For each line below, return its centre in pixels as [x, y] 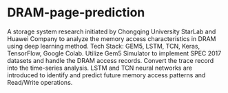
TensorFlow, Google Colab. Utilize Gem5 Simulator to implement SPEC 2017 [114, 53]
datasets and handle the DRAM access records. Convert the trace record [111, 60]
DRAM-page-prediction [76, 13]
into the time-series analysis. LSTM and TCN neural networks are [100, 68]
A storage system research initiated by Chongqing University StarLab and [112, 31]
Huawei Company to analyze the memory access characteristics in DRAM [112, 38]
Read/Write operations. [40, 82]
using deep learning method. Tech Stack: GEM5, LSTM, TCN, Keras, [104, 46]
